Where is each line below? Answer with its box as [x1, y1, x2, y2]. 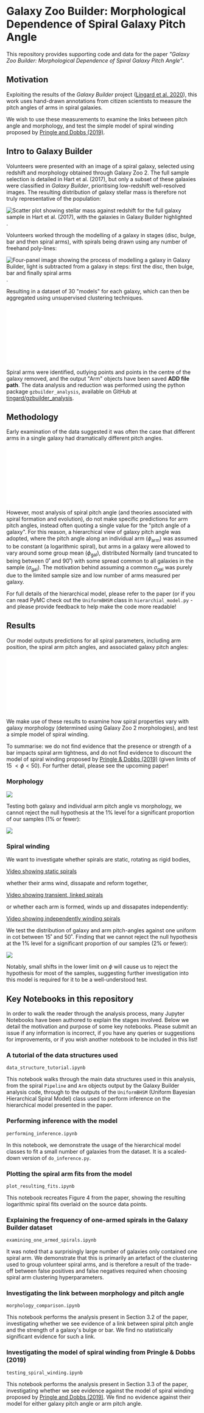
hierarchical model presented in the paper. [6, 1101, 113, 1109]
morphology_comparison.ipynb [6, 1303, 80, 1309]
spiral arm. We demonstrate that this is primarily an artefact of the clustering [6, 1254, 198, 1262]
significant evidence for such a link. [6, 1333, 96, 1340]
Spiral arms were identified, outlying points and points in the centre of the [6, 368, 191, 376]
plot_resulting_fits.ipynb [6, 1183, 75, 1189]
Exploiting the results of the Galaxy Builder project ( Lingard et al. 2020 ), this [6, 90, 197, 98]
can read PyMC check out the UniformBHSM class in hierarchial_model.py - [6, 596, 193, 603]
